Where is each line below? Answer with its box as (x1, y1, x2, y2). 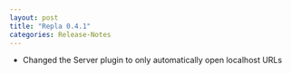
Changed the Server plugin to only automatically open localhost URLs (22, 55, 283, 66)
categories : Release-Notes (9, 30, 112, 39)
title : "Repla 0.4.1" (9, 22, 92, 31)
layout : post (9, 13, 59, 23)
